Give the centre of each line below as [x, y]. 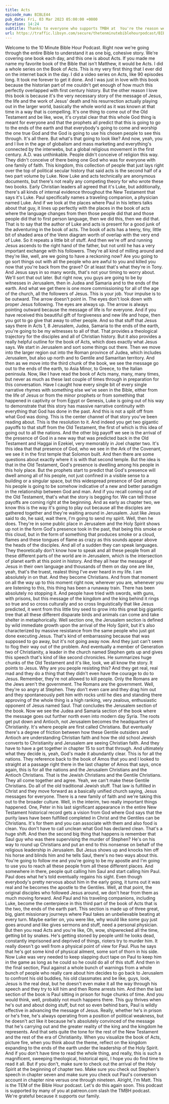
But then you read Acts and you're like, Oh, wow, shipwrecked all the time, [82, 930]
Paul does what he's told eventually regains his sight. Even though [74, 877]
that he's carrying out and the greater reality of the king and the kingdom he [84, 1026]
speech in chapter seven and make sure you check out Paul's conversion [81, 1075]
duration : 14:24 [22, 24]
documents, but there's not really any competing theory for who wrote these [84, 181]
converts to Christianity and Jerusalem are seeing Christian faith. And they [82, 743]
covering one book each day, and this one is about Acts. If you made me [80, 58]
